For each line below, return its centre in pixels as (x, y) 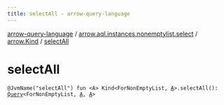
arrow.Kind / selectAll (38, 41)
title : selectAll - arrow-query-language (69, 14)
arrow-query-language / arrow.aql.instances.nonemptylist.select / (103, 34)
